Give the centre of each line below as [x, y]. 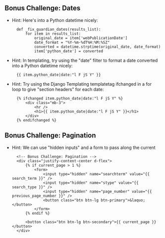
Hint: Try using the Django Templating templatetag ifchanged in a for [82, 84]
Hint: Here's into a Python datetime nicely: [55, 20]
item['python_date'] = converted [69, 51]
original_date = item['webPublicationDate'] [81, 38]
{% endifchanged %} [36, 120]
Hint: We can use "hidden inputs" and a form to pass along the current [83, 147]
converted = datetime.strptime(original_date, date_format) [97, 47]
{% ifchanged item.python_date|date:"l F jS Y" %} [70, 98]
